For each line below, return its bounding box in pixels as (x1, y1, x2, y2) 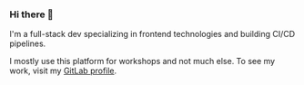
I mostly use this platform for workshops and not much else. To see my (9, 56, 276, 67)
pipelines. (9, 38, 46, 49)
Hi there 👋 (9, 8, 55, 21)
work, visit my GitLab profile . (9, 65, 117, 76)
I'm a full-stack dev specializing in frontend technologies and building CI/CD (9, 29, 296, 40)
